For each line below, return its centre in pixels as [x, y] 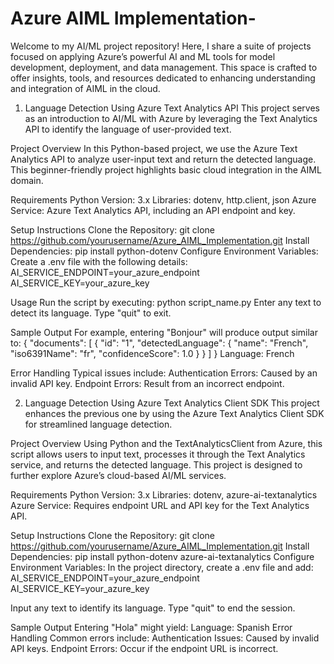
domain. [27, 180]
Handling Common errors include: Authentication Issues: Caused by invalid [165, 638]
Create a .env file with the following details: [99, 261]
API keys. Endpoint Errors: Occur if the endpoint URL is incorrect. [144, 648]
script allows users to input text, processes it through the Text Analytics [158, 454]
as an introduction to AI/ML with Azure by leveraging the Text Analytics [171, 118]
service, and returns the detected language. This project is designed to [156, 464]
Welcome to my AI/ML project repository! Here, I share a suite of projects [161, 46]
